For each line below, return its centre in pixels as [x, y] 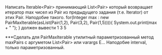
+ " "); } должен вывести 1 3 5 [36, 28]
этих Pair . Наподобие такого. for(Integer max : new [57, 17]
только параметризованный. [35, 47]
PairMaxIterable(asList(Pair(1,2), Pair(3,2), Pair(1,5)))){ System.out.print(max [81, 22]
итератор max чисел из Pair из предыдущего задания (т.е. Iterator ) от [77, 12]
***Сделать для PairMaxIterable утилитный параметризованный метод [80, 37]
